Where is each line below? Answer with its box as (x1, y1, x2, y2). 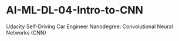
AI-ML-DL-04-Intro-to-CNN (6, 4, 144, 17)
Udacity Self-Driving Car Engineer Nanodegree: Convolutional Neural (6, 23, 173, 30)
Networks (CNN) (6, 29, 47, 36)
